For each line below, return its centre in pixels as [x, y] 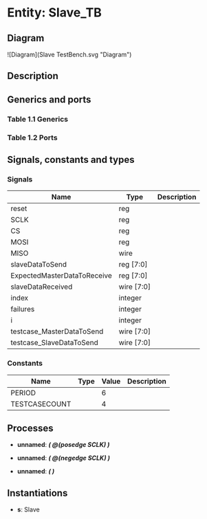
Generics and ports [49, 99]
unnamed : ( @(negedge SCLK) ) [63, 458]
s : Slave [28, 509]
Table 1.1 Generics [38, 119]
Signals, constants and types [71, 160]
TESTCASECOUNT [41, 404]
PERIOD [23, 393]
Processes [30, 428]
